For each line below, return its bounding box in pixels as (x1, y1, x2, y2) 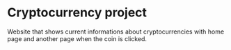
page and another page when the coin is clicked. (7, 34, 148, 42)
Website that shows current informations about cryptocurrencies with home (7, 27, 225, 36)
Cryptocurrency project (7, 5, 148, 21)
